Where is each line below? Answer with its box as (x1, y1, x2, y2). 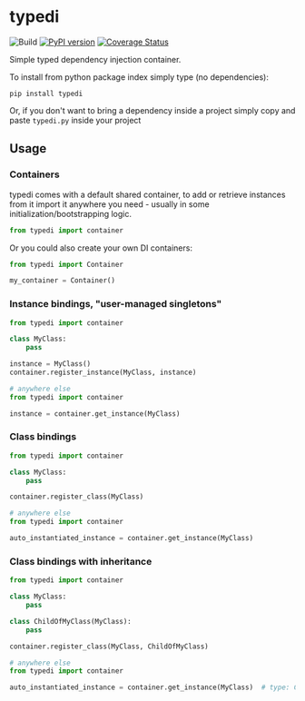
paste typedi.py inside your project (9, 114, 142, 125)
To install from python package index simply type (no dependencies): (9, 71, 270, 83)
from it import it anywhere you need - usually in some (9, 198, 211, 210)
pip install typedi (9, 89, 84, 98)
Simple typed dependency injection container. (9, 54, 182, 64)
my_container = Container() (9, 276, 116, 285)
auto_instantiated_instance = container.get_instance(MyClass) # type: (9, 683, 290, 692)
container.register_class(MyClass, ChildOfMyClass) (9, 642, 209, 651)
